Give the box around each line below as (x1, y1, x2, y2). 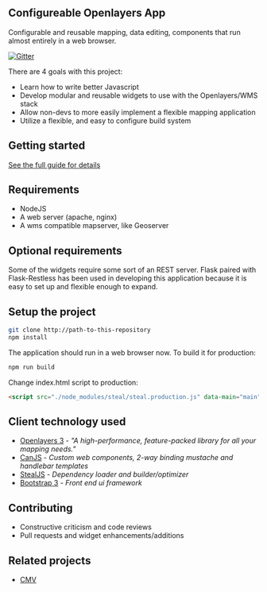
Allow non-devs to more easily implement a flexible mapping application (19, 107, 256, 117)
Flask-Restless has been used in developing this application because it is (8, 273, 247, 283)
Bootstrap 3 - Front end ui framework (19, 478, 143, 488)
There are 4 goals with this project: (8, 67, 123, 76)
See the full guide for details (8, 160, 101, 169)
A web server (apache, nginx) (19, 212, 118, 222)
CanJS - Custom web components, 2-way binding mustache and (19, 453, 234, 462)
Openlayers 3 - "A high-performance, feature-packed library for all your (19, 436, 257, 446)
